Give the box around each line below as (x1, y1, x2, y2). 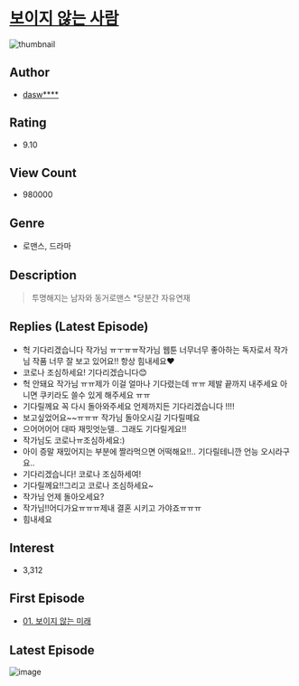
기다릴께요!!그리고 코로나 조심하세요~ (22, 480, 154, 491)
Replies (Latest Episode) (9, 319, 149, 334)
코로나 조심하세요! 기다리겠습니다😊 (22, 367, 147, 378)
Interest (9, 540, 54, 556)
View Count (9, 164, 77, 181)
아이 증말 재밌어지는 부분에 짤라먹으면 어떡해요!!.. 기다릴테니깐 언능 (22, 446, 259, 456)
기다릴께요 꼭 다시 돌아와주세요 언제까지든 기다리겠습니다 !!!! (22, 400, 235, 411)
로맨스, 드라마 (22, 240, 72, 251)
